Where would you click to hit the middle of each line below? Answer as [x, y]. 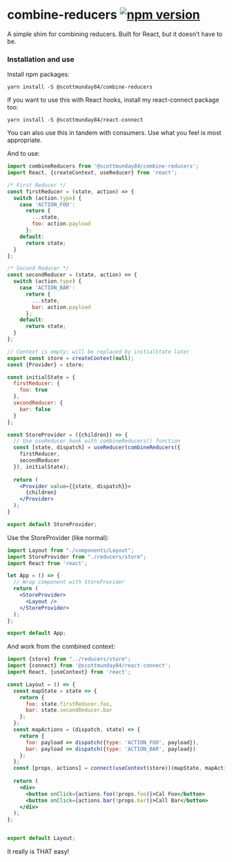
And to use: [23, 154]
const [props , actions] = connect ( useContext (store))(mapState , [108, 769]
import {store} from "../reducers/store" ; [69, 659]
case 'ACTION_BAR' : [48, 288]
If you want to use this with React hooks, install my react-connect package [113, 100]
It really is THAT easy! [38, 852]
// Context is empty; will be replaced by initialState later [98, 352]
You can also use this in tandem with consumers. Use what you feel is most [114, 133]
